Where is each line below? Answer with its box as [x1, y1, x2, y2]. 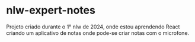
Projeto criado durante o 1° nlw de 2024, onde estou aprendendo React [6, 23, 180, 30]
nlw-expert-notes [6, 4, 96, 17]
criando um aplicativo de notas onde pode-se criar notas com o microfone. [6, 29, 190, 36]
